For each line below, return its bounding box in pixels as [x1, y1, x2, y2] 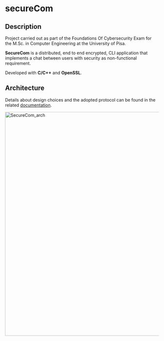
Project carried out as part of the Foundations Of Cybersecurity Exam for [5, 35, 152, 41]
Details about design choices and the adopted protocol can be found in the [5, 97, 156, 103]
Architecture [5, 84, 45, 92]
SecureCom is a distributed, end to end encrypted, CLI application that [5, 50, 148, 56]
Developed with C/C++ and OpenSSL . [5, 70, 82, 76]
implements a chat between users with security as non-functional [5, 55, 137, 61]
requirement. [5, 61, 31, 66]
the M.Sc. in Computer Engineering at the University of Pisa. [5, 41, 126, 46]
